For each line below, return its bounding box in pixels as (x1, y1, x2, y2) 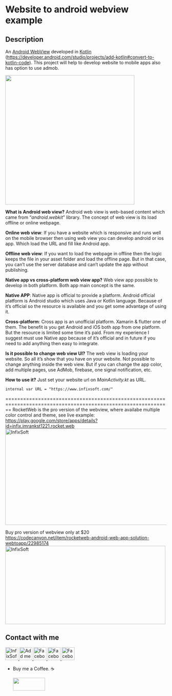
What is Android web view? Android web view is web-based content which (5, 209, 165, 215)
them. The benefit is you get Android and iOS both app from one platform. (5, 324, 161, 330)
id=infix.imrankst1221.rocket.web (5, 423, 75, 429)
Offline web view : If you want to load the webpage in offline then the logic (5, 251, 162, 256)
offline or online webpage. (5, 220, 61, 225)
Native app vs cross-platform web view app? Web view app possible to (5, 277, 158, 283)
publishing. (5, 267, 29, 273)
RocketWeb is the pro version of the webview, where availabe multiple (12, 407, 160, 412)
